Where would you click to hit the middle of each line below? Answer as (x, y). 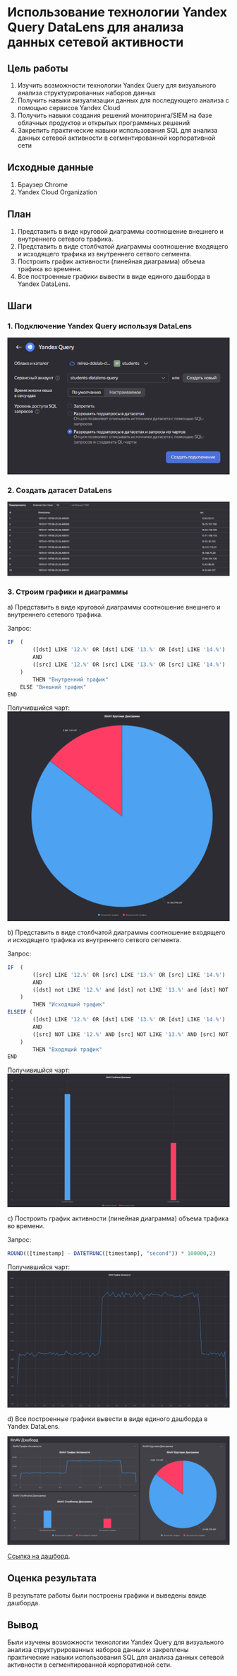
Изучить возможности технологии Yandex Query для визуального (117, 85)
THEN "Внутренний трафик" (71, 679)
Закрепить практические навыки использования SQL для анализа (117, 130)
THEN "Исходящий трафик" (69, 1005)
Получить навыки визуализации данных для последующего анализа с (123, 100)
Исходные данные (50, 168)
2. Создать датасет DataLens (60, 490)
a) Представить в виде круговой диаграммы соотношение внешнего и (114, 607)
